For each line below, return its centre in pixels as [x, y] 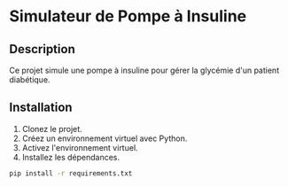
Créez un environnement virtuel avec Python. [105, 138]
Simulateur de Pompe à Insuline [128, 16]
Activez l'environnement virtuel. [80, 147]
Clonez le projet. [52, 129]
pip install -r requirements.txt [71, 173]
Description [42, 49]
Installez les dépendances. [71, 157]
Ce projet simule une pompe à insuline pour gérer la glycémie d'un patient [144, 70]
